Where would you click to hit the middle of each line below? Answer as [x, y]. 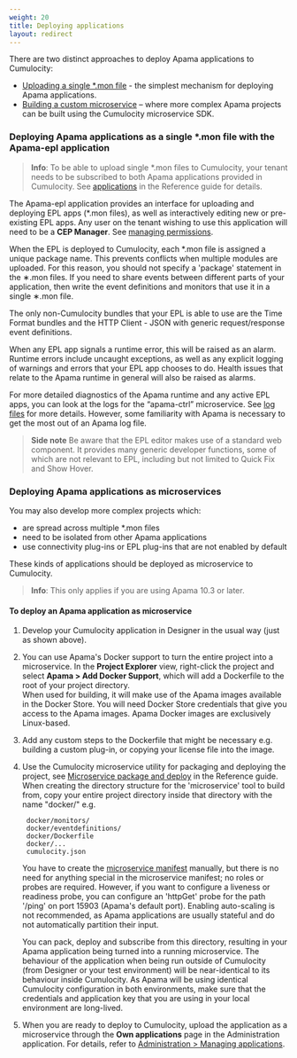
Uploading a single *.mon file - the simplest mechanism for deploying [148, 86]
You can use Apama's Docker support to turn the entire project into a [148, 657]
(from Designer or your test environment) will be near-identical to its [146, 970]
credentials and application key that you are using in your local [136, 999]
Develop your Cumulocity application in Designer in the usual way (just [151, 631]
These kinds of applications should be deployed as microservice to [131, 563]
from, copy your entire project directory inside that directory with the [147, 795]
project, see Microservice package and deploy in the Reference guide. [150, 776]
